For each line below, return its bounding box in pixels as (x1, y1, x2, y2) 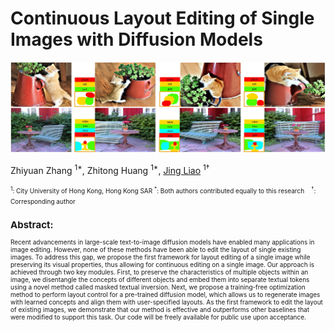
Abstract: (10, 218, 54, 231)
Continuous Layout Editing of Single (10, 7, 315, 30)
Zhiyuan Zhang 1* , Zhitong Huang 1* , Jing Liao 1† (10, 163, 210, 176)
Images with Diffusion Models (10, 28, 263, 51)
